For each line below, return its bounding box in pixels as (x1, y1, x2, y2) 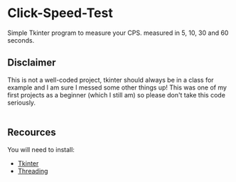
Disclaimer (7, 57, 56, 69)
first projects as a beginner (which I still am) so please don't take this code (7, 90, 226, 99)
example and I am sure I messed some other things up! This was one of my (7, 83, 227, 92)
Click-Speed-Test (7, 5, 114, 21)
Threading (17, 166, 48, 175)
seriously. (7, 98, 36, 107)
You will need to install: (7, 145, 75, 154)
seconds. (7, 36, 35, 44)
